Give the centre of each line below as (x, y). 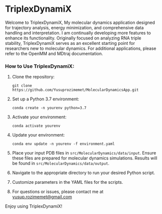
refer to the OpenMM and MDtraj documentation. (54, 53)
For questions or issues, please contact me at (58, 192)
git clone (22, 86)
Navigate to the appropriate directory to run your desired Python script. (83, 173)
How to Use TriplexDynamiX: (40, 66)
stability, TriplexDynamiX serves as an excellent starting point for (70, 43)
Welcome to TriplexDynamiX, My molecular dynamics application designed (80, 22)
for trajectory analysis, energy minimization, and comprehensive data (74, 27)
